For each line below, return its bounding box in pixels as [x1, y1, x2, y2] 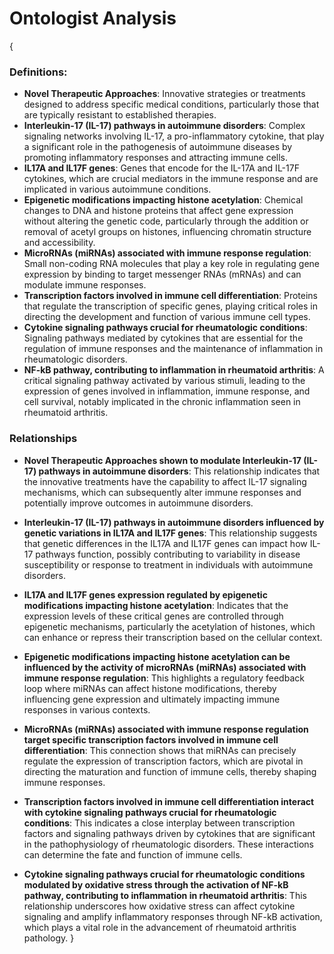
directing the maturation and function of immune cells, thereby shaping [23, 765, 317, 777]
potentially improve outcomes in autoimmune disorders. [23, 497, 254, 509]
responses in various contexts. [23, 703, 151, 716]
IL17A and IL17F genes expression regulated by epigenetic [23, 588, 268, 601]
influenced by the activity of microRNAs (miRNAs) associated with [23, 661, 307, 673]
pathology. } [23, 932, 75, 944]
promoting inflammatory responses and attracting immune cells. [23, 152, 289, 164]
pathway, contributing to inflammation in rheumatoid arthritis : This [23, 889, 307, 901]
